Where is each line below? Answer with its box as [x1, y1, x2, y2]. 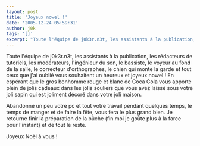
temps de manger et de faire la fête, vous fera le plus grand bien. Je [6, 108, 173, 116]
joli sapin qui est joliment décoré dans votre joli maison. [6, 91, 142, 98]
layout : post [6, 8, 39, 15]
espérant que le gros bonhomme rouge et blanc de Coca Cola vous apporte [6, 78, 192, 85]
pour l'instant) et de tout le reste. [6, 122, 87, 128]
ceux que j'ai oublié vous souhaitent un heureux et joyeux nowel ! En [6, 72, 174, 79]
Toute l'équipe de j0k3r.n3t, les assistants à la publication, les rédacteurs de [6, 53, 193, 60]
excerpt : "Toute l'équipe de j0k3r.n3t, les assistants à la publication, [6, 36, 196, 42]
